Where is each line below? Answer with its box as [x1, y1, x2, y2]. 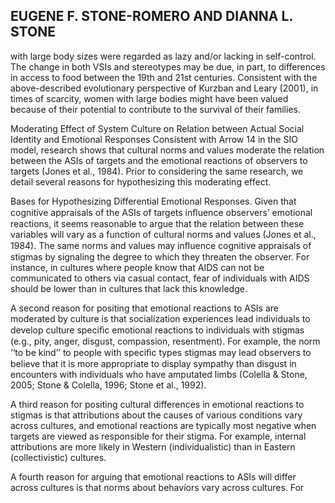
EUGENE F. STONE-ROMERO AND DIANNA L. [10, 8, 293, 25]
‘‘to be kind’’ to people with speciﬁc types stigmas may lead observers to [10, 346, 312, 358]
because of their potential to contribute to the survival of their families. [10, 103, 301, 115]
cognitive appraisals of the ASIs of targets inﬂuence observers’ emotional [10, 206, 313, 218]
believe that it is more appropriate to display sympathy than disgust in [10, 357, 297, 369]
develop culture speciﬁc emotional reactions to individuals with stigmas [10, 324, 305, 336]
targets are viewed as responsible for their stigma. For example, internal [10, 430, 307, 442]
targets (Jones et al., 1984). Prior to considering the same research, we [10, 165, 304, 177]
